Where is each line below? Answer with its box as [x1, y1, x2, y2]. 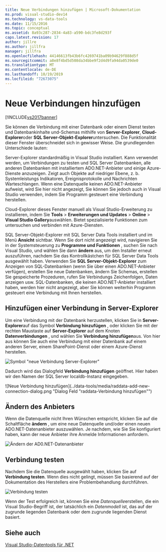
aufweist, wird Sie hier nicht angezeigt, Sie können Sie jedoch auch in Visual [5, 186, 161, 192]
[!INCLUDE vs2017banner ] [5, 114, 58, 120]
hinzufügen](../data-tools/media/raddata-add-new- [45, 383, 150, 389]
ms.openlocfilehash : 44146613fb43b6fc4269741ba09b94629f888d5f [5, 53, 139, 59]
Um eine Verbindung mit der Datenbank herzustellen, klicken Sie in [5, 317, 142, 323]
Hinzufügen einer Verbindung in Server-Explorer [5, 304, 159, 312]
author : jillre [5, 40, 37, 45]
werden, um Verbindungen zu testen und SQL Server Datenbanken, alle [5, 160, 151, 166]
